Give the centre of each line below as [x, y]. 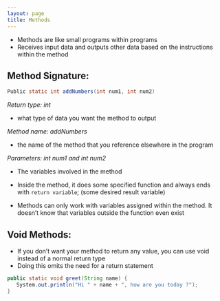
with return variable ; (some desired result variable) [91, 192]
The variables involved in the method [69, 172]
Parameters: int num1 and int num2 [57, 158]
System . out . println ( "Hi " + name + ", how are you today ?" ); [107, 284]
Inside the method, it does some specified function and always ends [114, 185]
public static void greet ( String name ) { [67, 278]
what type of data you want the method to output [87, 118]
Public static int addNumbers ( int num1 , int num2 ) [81, 92]
